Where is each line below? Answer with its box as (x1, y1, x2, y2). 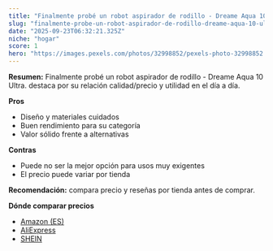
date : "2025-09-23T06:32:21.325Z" (8, 27, 126, 35)
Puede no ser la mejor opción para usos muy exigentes (19, 161, 206, 171)
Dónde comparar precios (8, 201, 95, 210)
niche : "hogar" (8, 34, 60, 43)
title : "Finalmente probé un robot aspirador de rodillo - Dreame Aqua (8, 11, 256, 20)
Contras (8, 145, 37, 154)
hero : (8, 50, 27, 58)
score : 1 (8, 42, 38, 50)
